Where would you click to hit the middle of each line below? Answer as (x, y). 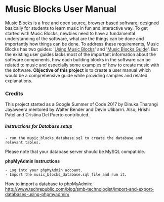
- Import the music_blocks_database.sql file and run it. (66, 175)
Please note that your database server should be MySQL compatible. (75, 151)
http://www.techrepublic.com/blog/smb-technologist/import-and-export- (80, 189)
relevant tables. (23, 143)
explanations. (19, 81)
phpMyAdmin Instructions (33, 161)
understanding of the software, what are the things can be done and (75, 39)
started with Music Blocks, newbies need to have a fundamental (70, 33)
